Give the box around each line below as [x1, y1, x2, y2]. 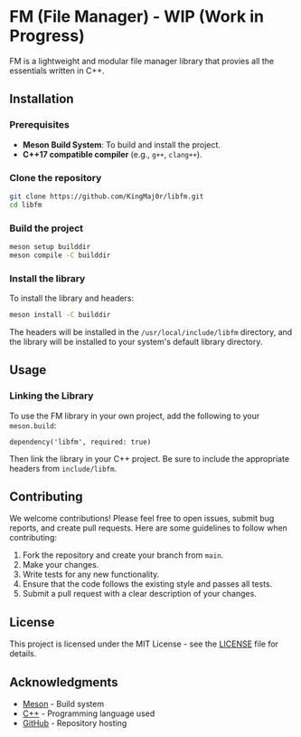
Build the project [9, 222, 84, 234]
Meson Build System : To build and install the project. [22, 139, 221, 150]
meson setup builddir [9, 242, 91, 251]
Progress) [9, 25, 86, 46]
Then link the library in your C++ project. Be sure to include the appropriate [9, 453, 290, 464]
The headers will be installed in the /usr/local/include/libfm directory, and [9, 326, 293, 337]
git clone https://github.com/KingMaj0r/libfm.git [9, 192, 204, 201]
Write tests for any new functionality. [22, 569, 160, 580]
